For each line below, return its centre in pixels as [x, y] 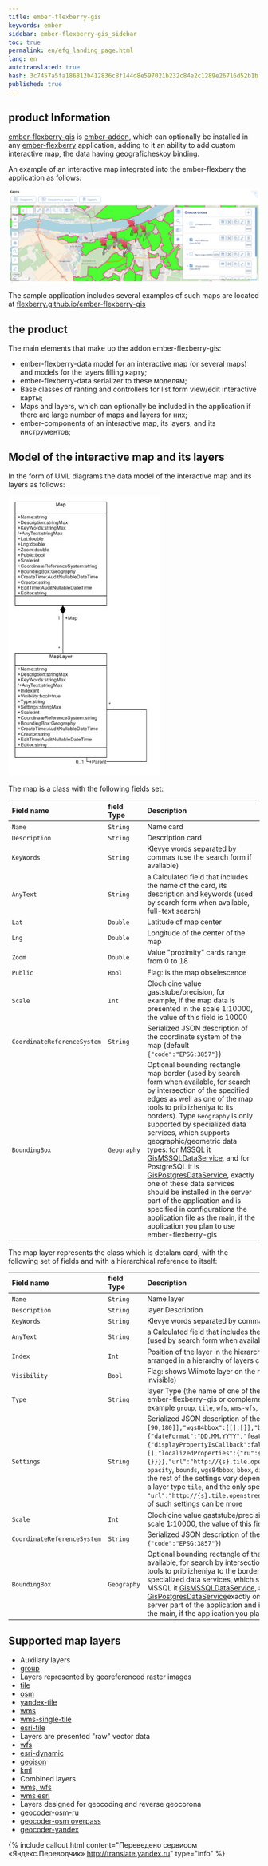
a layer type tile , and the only [197, 1487]
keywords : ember [35, 25]
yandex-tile [38, 1702]
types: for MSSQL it [179, 1149]
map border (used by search [194, 1074]
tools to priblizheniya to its [190, 1107]
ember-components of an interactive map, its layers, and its [118, 423]
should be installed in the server [200, 1192]
